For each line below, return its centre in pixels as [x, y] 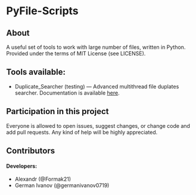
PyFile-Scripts [42, 11]
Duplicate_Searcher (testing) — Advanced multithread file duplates [97, 86]
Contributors [31, 151]
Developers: [22, 166]
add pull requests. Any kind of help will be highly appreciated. [82, 132]
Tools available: [36, 72]
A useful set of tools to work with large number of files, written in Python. [96, 47]
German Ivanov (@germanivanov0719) [62, 185]
